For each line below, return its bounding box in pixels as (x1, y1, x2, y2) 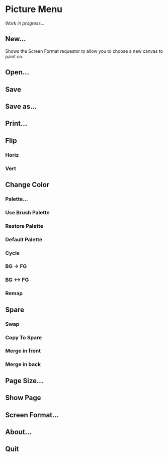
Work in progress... (5, 20, 45, 26)
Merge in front (5, 347, 41, 354)
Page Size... (5, 376, 44, 385)
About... (5, 427, 32, 436)
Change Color (5, 180, 50, 189)
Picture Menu (5, 4, 63, 15)
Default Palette (5, 236, 43, 243)
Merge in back (5, 361, 41, 368)
